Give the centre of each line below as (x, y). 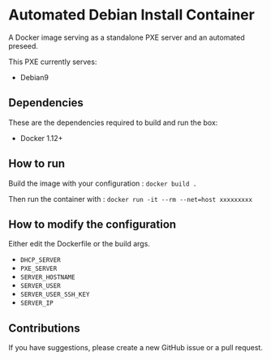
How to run (37, 164)
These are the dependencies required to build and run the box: (113, 122)
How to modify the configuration (92, 224)
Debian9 (34, 77)
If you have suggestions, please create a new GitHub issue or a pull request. (136, 348)
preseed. (24, 45)
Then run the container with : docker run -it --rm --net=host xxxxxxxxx (131, 199)
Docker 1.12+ (41, 138)
